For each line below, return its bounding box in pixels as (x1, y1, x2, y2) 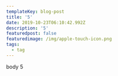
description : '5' (6, 25, 49, 31)
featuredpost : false (6, 31, 57, 37)
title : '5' (6, 14, 33, 20)
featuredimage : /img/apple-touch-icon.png (6, 36, 112, 42)
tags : (6, 42, 19, 48)
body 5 (6, 63, 24, 70)
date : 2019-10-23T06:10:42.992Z (6, 19, 86, 25)
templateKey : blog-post (6, 8, 65, 15)
